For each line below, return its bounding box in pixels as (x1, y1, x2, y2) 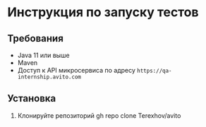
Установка (7, 92, 56, 104)
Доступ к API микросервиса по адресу (17, 66, 136, 74)
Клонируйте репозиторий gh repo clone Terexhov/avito (17, 111, 181, 120)
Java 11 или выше (17, 51, 70, 59)
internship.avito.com (17, 73, 81, 80)
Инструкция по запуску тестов (7, 4, 199, 20)
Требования (7, 32, 63, 44)
